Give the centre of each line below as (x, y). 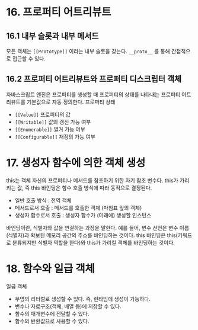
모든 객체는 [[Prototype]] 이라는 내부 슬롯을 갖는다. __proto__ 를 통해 (88, 51)
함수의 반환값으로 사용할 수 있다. (52, 321)
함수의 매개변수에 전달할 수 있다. (52, 313)
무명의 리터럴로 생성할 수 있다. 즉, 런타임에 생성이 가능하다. (83, 299)
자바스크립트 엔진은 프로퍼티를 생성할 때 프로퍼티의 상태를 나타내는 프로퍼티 (93, 94)
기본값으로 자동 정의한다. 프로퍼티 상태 (71, 102)
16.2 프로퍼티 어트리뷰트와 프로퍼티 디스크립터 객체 (94, 79)
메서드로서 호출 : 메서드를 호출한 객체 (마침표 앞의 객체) (78, 207)
